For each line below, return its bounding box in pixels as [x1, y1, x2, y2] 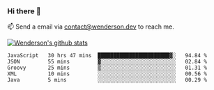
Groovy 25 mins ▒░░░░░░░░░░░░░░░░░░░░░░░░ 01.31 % [7, 64, 208, 72]
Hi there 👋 [7, 6, 42, 16]
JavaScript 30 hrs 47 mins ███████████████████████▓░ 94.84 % [7, 52, 208, 59]
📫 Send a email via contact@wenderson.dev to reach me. [7, 22, 174, 31]
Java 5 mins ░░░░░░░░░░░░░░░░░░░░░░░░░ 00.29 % [7, 77, 208, 84]
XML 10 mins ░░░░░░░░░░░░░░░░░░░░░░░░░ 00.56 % [7, 70, 208, 77]
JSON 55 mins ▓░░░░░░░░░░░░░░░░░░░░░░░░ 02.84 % [7, 59, 208, 66]
